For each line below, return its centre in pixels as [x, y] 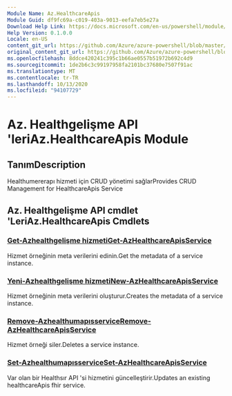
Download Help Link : [37, 26]
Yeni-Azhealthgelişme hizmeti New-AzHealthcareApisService [113, 281]
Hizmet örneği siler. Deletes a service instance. [73, 345]
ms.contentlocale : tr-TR [43, 78]
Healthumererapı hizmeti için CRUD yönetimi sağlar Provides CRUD [102, 181]
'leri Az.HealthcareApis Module [98, 139]
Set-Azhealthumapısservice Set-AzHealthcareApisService [107, 363]
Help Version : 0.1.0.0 [40, 33]
